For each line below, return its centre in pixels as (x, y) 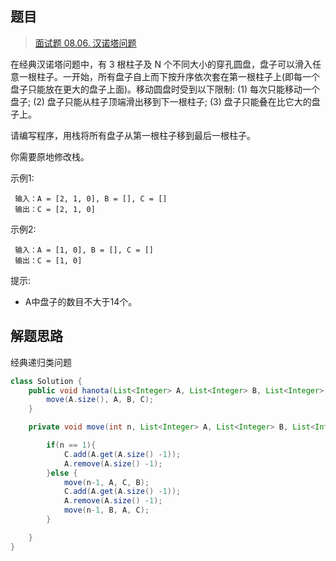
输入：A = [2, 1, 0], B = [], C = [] (91, 198)
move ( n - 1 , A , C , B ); (106, 482)
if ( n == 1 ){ (71, 445)
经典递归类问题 (41, 362)
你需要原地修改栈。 (50, 156)
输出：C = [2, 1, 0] (55, 209)
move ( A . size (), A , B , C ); (100, 400)
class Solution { (46, 381)
